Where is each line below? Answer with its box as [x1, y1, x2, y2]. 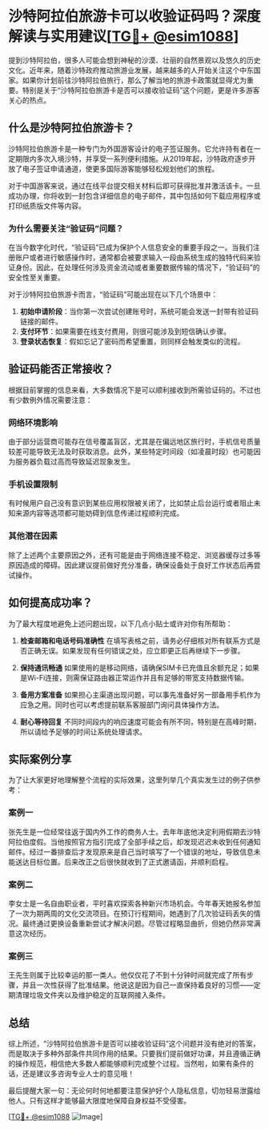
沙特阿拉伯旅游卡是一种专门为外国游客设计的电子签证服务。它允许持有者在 [8, 143, 254, 153]
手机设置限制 [8, 479, 58, 490]
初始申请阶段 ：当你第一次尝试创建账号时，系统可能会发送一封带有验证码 [19, 307, 259, 316]
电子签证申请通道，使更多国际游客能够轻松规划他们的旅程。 [22, 163, 219, 173]
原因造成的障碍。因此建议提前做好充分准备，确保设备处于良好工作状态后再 [8, 560, 254, 569]
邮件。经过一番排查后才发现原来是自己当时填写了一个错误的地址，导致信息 [8, 846, 254, 857]
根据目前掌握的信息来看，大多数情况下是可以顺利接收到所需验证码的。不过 [8, 385, 254, 395]
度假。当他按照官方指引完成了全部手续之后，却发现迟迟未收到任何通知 [29, 837, 261, 846]
